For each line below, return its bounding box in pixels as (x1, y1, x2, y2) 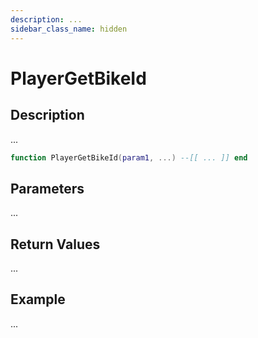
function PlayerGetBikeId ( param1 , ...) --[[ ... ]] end (10, 152, 248, 163)
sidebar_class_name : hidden (10, 24, 128, 34)
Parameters (10, 180, 85, 197)
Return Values (10, 236, 101, 253)
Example (10, 291, 66, 308)
